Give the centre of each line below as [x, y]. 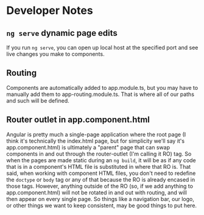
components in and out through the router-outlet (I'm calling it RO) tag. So [99, 154]
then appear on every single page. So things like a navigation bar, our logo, [100, 199]
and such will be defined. [38, 100]
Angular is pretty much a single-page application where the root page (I [96, 134]
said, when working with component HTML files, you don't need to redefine [101, 173]
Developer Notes [50, 11]
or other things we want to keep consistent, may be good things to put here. [101, 205]
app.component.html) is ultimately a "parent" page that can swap [88, 147]
